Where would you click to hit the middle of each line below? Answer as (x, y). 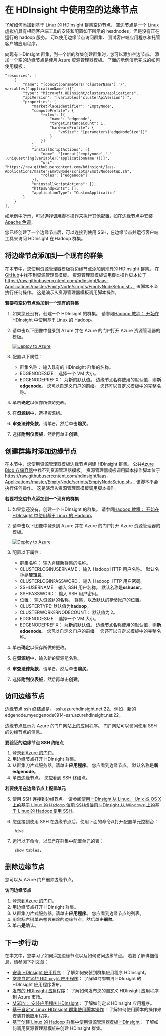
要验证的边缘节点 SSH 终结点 (35, 743)
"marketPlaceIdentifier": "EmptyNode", (73, 106)
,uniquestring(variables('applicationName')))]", (57, 158)
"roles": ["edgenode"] (64, 175)
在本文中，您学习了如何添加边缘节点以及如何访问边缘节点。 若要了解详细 (80, 955)
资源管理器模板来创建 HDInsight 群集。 (65, 1028)
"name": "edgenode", (71, 119)
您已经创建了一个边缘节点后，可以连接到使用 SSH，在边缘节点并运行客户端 (82, 232)
